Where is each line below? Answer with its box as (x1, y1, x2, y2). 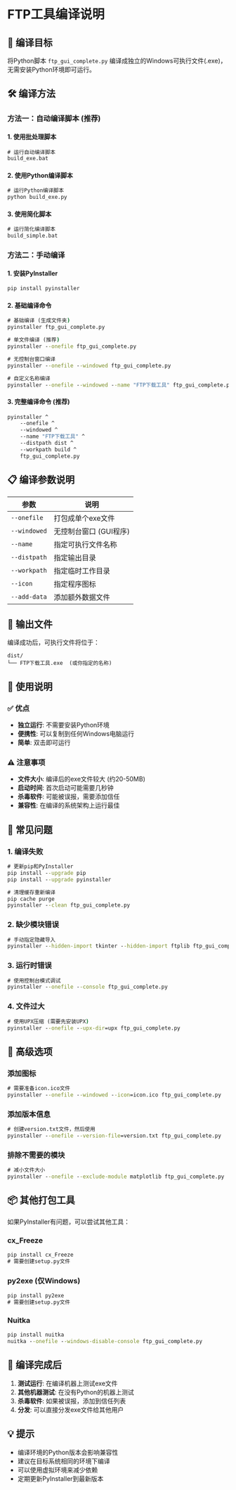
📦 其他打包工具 (7, 1194, 76, 1206)
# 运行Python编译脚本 (7, 187, 65, 194)
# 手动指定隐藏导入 (7, 936, 56, 943)
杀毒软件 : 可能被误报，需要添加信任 (17, 792, 120, 801)
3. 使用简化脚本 (7, 209, 52, 218)
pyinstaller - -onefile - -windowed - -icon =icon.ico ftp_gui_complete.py (7, 1091, 221, 1099)
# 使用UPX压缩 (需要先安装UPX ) (7, 1018, 89, 1025)
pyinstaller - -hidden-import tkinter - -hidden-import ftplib (7, 942, 190, 950)
